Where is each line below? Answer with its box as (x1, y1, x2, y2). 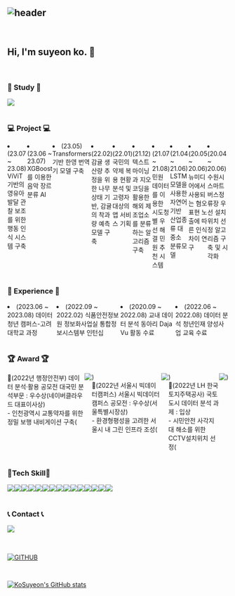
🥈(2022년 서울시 (91, 381, 138, 389)
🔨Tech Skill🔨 (7, 468, 51, 478)
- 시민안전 (168, 416, 196, 424)
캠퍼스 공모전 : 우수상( (91, 398, 152, 407)
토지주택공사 (168, 390, 203, 398)
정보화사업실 (64, 319, 98, 328)
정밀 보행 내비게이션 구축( (7, 417, 77, 426)
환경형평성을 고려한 (95, 416, 149, 424)
